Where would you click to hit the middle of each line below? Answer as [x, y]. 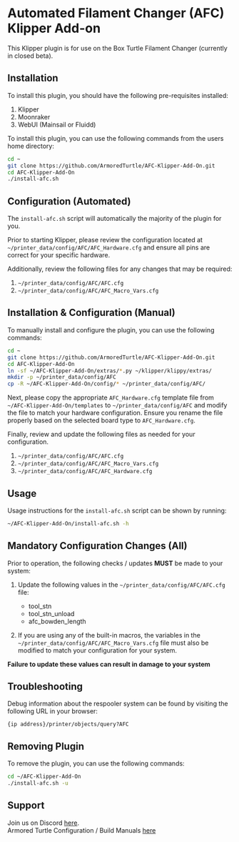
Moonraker [34, 117]
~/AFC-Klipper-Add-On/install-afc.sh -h [68, 523]
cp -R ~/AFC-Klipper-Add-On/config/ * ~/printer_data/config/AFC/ [106, 384]
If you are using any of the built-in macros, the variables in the [109, 635]
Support [26, 806]
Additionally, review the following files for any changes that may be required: [120, 269]
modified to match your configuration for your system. [97, 650]
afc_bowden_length [57, 621]
